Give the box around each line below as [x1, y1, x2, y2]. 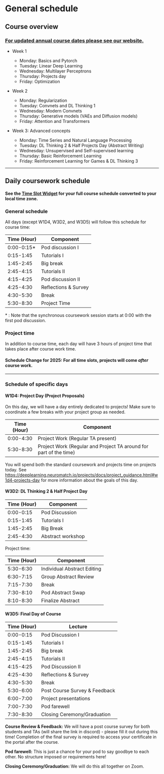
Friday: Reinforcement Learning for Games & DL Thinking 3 [19, 158, 138, 164]
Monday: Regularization [19, 97, 67, 103]
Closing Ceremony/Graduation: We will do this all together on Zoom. [5, 763, 144, 769]
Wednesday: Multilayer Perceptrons [19, 68, 92, 74]
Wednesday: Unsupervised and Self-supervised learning [19, 147, 134, 153]
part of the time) [38, 449, 75, 456]
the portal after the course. [5, 739, 60, 745]
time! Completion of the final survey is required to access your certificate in [5, 734, 157, 740]
